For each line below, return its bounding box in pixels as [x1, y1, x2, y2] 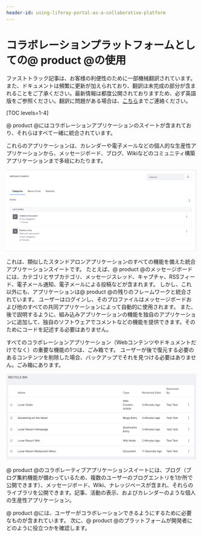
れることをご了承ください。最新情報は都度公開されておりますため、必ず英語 [6, 89, 197, 96]
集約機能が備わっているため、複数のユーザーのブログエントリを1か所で [16, 474, 193, 481]
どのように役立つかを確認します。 [6, 524, 90, 532]
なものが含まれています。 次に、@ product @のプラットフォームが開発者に [6, 517, 193, 524]
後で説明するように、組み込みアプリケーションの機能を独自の [6, 310, 160, 318]
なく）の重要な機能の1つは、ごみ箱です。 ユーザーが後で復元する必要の [16, 346, 194, 353]
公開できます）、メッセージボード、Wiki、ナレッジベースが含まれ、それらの [6, 481, 194, 488]
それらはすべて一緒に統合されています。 [16, 129, 116, 136]
